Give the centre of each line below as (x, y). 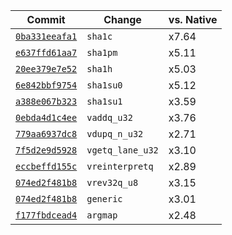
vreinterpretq (120, 166)
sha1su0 (104, 85)
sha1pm (102, 52)
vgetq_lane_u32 (122, 150)
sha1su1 (104, 101)
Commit (46, 19)
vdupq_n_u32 (115, 134)
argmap (102, 215)
